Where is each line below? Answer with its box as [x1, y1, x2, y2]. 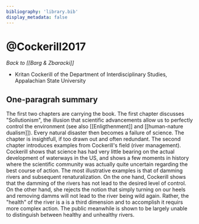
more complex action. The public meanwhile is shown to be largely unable [6, 205, 188, 212]
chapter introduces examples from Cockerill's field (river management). [6, 142, 181, 149]
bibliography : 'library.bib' [6, 8, 78, 15]
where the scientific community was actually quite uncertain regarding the [6, 161, 188, 168]
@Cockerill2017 [6, 40, 86, 53]
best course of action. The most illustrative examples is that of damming [6, 167, 183, 174]
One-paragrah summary [6, 94, 98, 105]
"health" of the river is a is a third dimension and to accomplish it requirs [6, 198, 183, 206]
